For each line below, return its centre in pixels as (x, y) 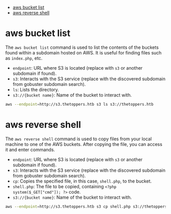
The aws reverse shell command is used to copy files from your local (78, 139)
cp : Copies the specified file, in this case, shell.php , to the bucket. (82, 181)
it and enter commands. (30, 149)
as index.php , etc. (24, 58)
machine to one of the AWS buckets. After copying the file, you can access (84, 144)
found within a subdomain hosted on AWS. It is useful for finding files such (83, 52)
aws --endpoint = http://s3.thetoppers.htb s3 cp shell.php (68, 206)
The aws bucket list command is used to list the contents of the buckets (82, 47)
